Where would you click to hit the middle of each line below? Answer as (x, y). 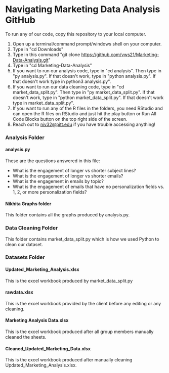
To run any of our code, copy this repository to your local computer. (76, 34)
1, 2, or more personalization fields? (50, 192)
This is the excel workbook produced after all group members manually (79, 332)
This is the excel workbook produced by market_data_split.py (69, 281)
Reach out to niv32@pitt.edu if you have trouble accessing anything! (84, 124)
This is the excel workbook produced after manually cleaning (69, 360)
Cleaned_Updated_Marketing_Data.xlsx (48, 348)
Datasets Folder (25, 257)
